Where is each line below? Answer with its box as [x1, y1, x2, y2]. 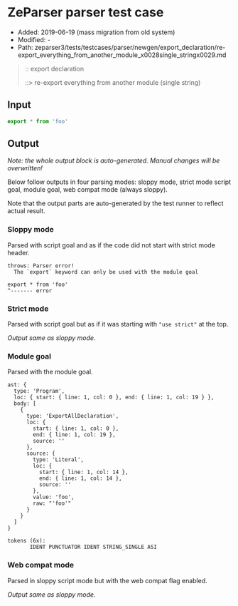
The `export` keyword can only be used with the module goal [13, 268, 199, 275]
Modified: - [17, 35, 51, 43]
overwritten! [7, 164, 43, 173]
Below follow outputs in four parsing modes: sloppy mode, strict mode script [7, 178, 232, 186]
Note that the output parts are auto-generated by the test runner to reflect [7, 199, 224, 207]
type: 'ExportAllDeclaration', [26, 413, 119, 420]
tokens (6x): [7, 538, 46, 545]
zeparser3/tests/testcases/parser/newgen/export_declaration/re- [34, 43, 226, 51]
